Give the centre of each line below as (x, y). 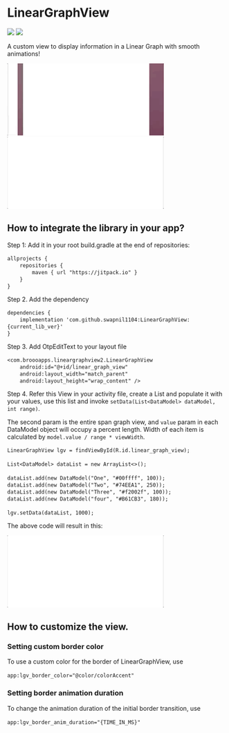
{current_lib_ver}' (35, 327)
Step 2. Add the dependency (48, 299)
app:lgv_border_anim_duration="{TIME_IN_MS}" (74, 722)
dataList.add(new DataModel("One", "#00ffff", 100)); (86, 478)
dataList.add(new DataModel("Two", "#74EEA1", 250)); (86, 485)
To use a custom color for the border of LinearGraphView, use (95, 662)
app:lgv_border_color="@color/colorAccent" (71, 676)
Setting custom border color (55, 647)
